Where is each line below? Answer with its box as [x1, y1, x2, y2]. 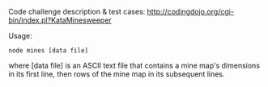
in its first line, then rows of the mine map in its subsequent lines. [8, 69, 225, 79]
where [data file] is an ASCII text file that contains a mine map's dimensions [8, 60, 261, 70]
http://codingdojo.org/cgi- [147, 7, 235, 16]
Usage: [8, 31, 32, 40]
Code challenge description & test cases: [8, 7, 146, 16]
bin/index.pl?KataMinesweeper [8, 15, 112, 25]
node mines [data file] [8, 47, 89, 55]
